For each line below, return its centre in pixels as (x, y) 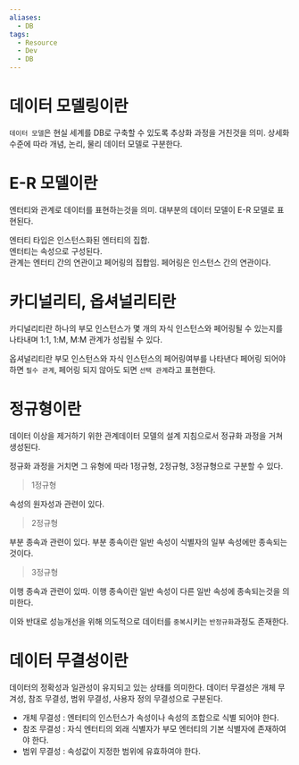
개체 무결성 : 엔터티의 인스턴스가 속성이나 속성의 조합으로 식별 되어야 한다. (150, 718)
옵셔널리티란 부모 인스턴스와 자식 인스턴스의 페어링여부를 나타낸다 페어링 (136, 358)
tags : (19, 34)
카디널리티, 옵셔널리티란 (93, 302)
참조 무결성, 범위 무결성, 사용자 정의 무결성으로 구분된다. (125, 698)
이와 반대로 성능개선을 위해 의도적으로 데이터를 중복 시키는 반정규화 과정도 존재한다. (149, 621)
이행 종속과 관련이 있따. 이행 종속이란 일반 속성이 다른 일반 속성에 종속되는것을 (145, 591)
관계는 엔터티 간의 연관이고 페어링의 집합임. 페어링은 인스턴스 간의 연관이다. (140, 262)
